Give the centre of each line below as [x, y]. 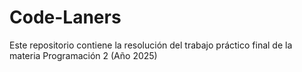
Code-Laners [65, 17]
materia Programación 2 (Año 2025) [83, 55]
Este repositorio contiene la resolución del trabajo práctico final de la [151, 45]
